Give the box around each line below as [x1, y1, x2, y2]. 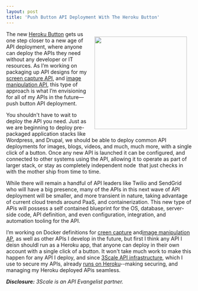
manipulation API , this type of [6, 81, 78, 88]
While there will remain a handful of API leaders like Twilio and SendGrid [6, 179, 182, 187]
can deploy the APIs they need [6, 49, 81, 56]
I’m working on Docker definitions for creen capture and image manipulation [6, 229, 190, 236]
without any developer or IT [6, 56, 73, 63]
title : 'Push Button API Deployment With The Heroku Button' [6, 14, 160, 20]
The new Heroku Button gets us [6, 30, 84, 37]
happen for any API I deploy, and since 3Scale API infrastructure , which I [6, 254, 183, 261]
